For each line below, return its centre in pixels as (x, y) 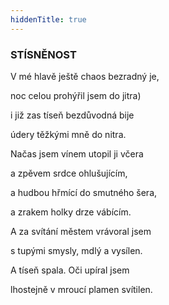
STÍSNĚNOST (43, 54)
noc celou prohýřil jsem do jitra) (76, 95)
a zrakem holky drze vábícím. (71, 212)
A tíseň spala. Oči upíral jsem (70, 270)
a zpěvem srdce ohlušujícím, (69, 173)
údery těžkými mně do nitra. (68, 134)
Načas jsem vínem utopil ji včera (77, 153)
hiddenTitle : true (48, 19)
